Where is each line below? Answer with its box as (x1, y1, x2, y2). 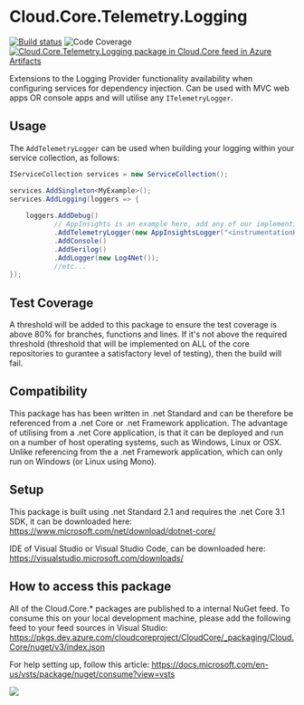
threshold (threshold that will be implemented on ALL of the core (9, 338, 251, 349)
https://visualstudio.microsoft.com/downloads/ (9, 552, 184, 563)
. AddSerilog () (53, 244, 107, 254)
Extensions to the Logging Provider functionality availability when (9, 72, 253, 83)
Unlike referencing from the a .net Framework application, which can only (9, 446, 283, 457)
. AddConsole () (53, 236, 107, 245)
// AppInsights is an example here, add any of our (53, 220, 253, 229)
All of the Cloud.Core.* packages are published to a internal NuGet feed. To (9, 603, 290, 614)
